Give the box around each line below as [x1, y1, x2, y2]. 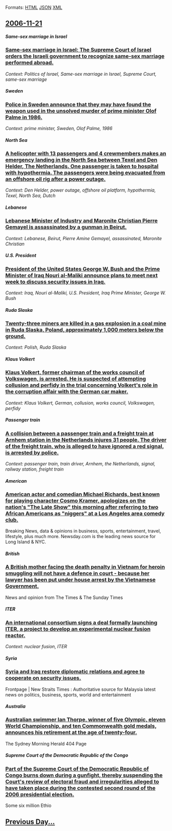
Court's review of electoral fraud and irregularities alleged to [5, 778, 160, 785]
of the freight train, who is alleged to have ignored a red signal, [5, 442, 164, 450]
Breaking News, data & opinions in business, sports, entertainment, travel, [5, 528, 161, 534]
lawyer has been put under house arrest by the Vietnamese [5, 576, 156, 583]
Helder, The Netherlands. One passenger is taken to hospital [5, 163, 159, 170]
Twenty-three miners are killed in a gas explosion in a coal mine [5, 320, 166, 327]
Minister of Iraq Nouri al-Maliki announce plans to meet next [5, 271, 158, 279]
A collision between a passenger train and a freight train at [5, 430, 154, 437]
